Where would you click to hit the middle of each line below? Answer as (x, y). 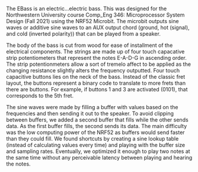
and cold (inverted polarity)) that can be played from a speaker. (84, 34)
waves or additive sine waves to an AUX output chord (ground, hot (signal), (98, 27)
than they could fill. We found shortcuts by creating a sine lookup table (92, 138)
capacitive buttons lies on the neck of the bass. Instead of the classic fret (96, 77)
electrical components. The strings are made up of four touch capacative (95, 52)
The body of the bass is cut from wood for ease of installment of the (90, 45)
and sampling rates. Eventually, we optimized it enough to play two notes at (98, 151)
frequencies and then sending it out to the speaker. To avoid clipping (90, 113)
